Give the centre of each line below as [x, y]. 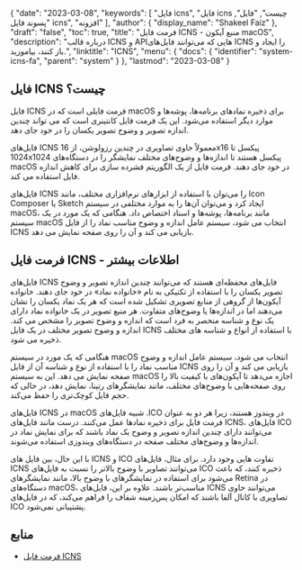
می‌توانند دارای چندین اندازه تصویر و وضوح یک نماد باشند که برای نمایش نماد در [141, 431]
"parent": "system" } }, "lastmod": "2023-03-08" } [137, 61]
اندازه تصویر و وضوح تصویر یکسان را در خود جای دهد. [100, 130]
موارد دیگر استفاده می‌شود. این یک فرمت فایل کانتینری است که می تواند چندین [142, 120]
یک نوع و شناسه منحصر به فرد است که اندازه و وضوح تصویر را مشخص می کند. [142, 320]
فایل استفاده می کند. [45, 176]
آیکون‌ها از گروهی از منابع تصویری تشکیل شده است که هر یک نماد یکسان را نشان [146, 301]
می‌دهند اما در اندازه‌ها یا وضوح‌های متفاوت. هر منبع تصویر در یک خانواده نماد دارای [147, 311]
